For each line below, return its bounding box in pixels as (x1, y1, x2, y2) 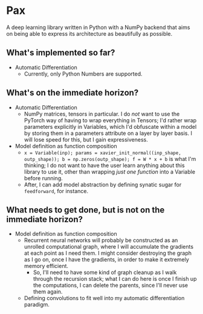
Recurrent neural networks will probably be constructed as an (24, 237, 178, 244)
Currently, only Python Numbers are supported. (24, 70, 143, 77)
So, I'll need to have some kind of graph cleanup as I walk (33, 269, 177, 276)
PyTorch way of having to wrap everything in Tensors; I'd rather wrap (24, 116, 197, 124)
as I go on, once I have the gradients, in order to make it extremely (24, 256, 189, 263)
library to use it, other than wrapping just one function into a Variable (24, 168, 195, 175)
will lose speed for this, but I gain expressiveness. (24, 136, 148, 143)
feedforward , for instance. (24, 187, 89, 194)
